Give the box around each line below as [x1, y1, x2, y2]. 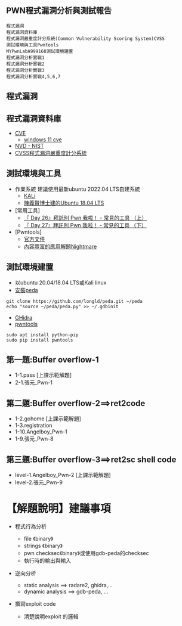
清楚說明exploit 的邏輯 [23, 613, 79, 620]
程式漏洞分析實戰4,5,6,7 [6, 73, 61, 79]
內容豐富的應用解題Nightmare [23, 243, 97, 250]
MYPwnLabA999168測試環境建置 [6, 48, 73, 54]
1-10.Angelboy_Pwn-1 [14, 428, 67, 435]
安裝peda [14, 286, 38, 293]
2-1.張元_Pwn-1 [14, 379, 53, 386]
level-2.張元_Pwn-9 [14, 479, 63, 486]
